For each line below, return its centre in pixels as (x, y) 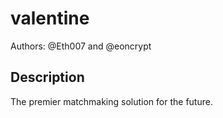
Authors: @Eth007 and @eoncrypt (81, 46)
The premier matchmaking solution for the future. (111, 101)
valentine (50, 18)
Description (47, 77)
